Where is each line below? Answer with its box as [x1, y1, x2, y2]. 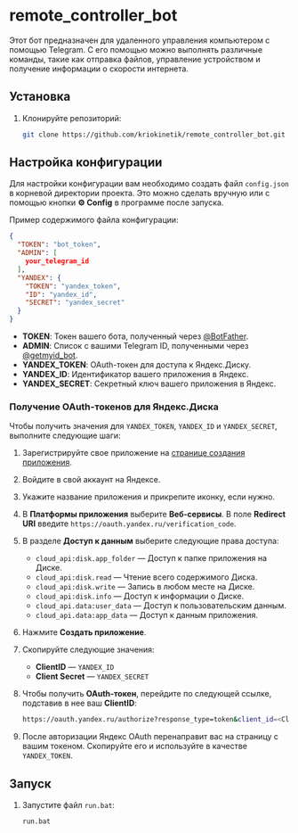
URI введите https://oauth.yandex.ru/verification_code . [21, 518, 237, 529]
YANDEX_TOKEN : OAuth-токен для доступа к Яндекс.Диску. [21, 359, 252, 370]
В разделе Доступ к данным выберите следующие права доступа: [21, 536, 279, 547]
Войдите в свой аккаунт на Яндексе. [21, 474, 161, 485]
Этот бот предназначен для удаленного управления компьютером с [9, 35, 270, 45]
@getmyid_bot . [21, 350, 78, 361]
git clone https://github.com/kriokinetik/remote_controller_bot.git [21, 130, 286, 139]
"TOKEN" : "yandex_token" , [25, 282, 122, 291]
